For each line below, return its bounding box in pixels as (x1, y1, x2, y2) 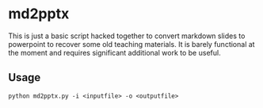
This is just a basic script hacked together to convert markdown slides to (8, 31, 246, 40)
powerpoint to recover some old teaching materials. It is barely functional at (8, 39, 255, 48)
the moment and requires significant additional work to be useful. (8, 48, 221, 57)
